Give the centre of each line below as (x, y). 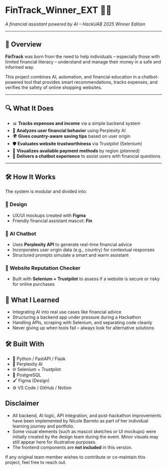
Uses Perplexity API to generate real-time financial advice (72, 244)
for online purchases (33, 284)
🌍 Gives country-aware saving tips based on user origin (71, 136)
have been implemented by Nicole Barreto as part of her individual (80, 421)
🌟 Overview (23, 44)
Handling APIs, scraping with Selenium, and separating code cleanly (82, 323)
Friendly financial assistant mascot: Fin (52, 221)
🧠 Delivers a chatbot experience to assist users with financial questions (86, 156)
